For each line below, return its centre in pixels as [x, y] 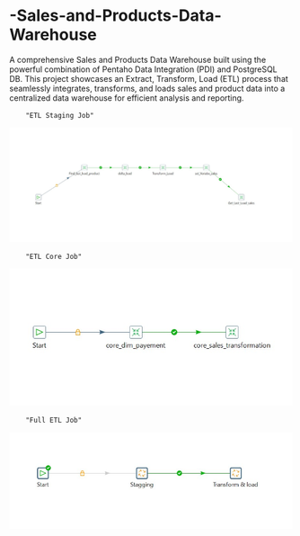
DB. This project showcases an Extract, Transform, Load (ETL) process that [149, 78]
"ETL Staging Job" [60, 115]
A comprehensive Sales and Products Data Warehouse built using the [138, 59]
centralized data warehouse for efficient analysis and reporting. [127, 98]
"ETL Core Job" [54, 257]
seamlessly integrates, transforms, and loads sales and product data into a [147, 88]
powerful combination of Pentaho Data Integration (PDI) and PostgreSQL [144, 69]
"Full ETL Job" [54, 420]
